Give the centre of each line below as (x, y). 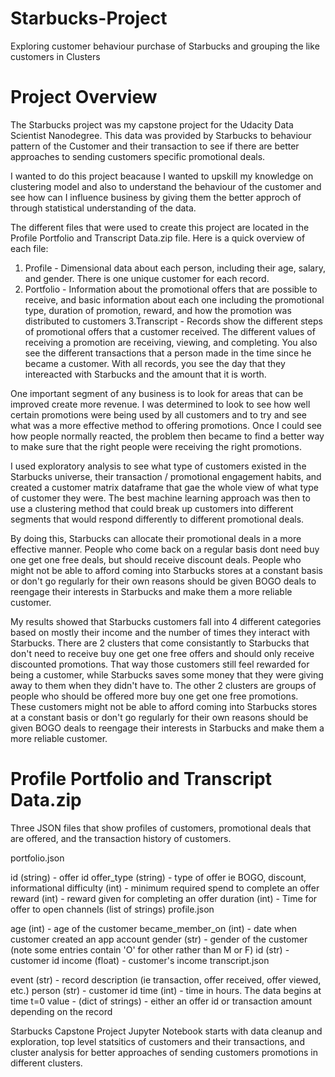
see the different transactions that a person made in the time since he (168, 353)
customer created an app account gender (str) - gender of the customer (159, 939)
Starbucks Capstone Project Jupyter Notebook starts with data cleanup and (166, 1031)
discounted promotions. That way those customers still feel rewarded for (160, 664)
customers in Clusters (55, 56)
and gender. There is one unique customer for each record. (147, 278)
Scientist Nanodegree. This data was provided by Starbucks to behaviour (161, 135)
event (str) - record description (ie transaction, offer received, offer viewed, (166, 979)
